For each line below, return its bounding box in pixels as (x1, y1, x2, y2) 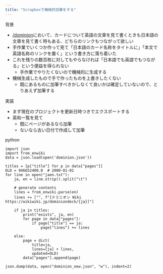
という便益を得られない (21, 63, 69, 69)
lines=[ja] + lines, (31, 246, 74, 252)
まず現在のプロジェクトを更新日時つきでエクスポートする (12, 108, 130, 114)
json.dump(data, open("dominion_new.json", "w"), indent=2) (5, 264, 132, 269)
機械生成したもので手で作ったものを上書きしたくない (12, 75, 121, 81)
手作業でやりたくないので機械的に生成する (19, 69, 107, 75)
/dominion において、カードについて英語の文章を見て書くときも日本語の (12, 32, 159, 38)
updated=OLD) (31, 251, 58, 256)
